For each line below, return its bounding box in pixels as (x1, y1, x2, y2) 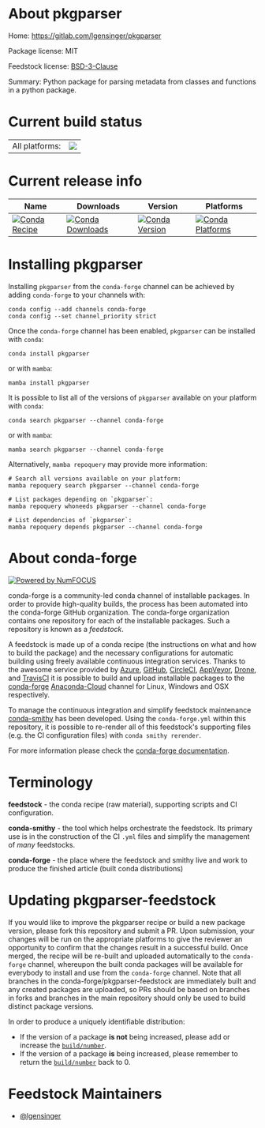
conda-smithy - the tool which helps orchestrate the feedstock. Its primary (8, 823, 253, 833)
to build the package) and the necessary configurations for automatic (8, 648, 234, 657)
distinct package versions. (8, 1001, 94, 1011)
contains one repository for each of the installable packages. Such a (8, 615, 230, 625)
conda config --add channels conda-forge (8, 305, 147, 313)
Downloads (76, 201, 121, 212)
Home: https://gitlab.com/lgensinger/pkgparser (8, 31, 162, 40)
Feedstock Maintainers (8, 1085, 162, 1103)
